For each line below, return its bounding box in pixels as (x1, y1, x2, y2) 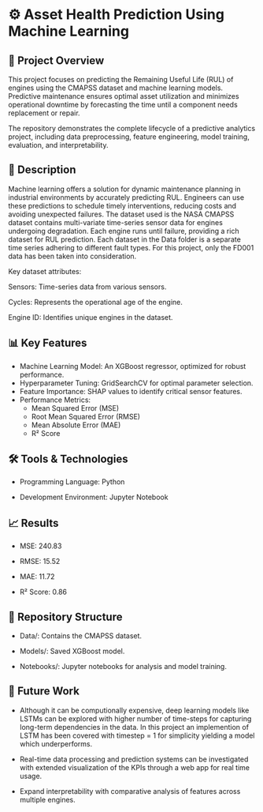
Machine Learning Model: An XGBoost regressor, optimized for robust (19, 361, 246, 370)
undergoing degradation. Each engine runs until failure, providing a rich (8, 226, 239, 235)
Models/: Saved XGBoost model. (19, 646, 125, 656)
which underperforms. (19, 739, 93, 748)
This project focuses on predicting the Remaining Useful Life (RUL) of (8, 75, 234, 84)
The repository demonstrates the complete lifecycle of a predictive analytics (8, 124, 256, 133)
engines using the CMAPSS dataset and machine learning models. (8, 83, 223, 92)
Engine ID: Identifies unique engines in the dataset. (8, 312, 173, 321)
